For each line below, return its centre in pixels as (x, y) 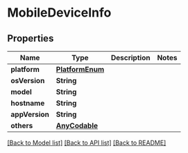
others (22, 126)
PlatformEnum (80, 69)
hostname (28, 103)
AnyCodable (77, 126)
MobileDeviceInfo (59, 13)
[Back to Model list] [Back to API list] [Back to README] (87, 143)
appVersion (30, 114)
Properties (31, 38)
